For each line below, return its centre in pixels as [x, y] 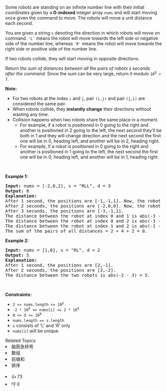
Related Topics [20, 341]
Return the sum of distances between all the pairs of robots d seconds [78, 68]
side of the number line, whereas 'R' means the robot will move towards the [84, 44]
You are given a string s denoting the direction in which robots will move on [82, 33]
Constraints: [18, 295]
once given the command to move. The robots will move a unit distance [79, 18]
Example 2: [17, 241]
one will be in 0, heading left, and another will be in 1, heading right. [89, 157]
